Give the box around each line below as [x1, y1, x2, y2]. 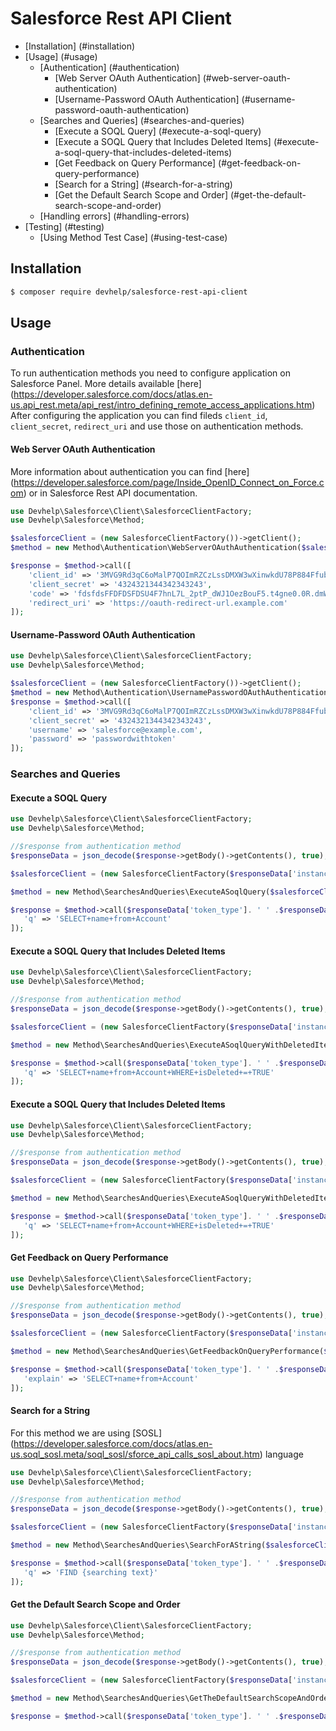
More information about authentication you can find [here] [10, 465, 250, 477]
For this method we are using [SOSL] [10, 1427, 163, 1439]
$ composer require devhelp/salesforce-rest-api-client [10, 287, 248, 297]
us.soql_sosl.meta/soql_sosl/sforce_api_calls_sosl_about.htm [10, 1448, 260, 1460]
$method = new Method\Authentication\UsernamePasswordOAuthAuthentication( [10, 688, 333, 698]
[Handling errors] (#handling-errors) [39, 210, 190, 222]
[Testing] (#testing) [24, 220, 105, 232]
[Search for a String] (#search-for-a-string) [54, 178, 233, 190]
